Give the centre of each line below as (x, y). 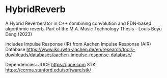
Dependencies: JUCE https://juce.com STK (50, 64)
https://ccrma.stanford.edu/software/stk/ (48, 70)
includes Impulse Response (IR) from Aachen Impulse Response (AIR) (78, 44)
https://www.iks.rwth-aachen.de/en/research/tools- (81, 49)
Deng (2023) (19, 34)
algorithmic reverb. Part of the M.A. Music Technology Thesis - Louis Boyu (83, 28)
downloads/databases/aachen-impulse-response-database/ (69, 55)
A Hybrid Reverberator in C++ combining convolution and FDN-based (78, 23)
